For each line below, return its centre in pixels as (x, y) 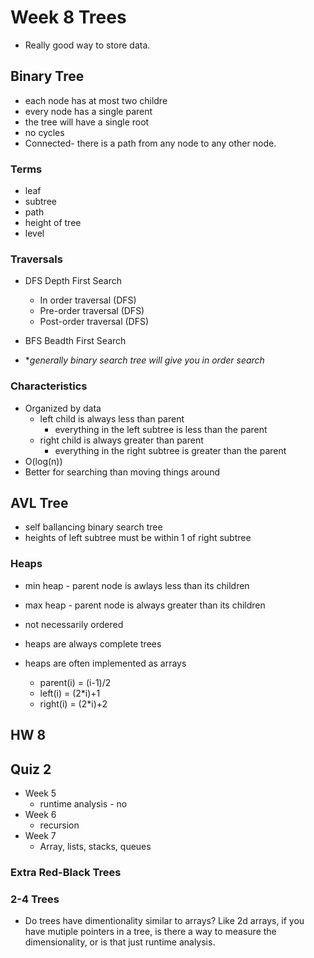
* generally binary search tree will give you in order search (144, 360)
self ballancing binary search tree (93, 527)
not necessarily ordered (74, 624)
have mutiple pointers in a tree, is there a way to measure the (150, 932)
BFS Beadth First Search (75, 341)
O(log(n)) (43, 461)
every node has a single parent (88, 111)
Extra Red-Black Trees (66, 872)
